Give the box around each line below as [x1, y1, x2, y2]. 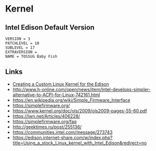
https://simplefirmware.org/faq [12, 118, 77, 124]
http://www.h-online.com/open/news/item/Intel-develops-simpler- [12, 86, 151, 92]
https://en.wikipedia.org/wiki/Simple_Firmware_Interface [12, 97, 130, 103]
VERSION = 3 [5, 36, 30, 41]
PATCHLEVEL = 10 [5, 41, 39, 46]
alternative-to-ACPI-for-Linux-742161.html [12, 92, 100, 98]
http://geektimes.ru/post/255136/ [12, 124, 82, 130]
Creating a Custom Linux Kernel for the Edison [12, 81, 110, 87]
